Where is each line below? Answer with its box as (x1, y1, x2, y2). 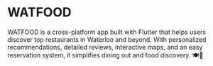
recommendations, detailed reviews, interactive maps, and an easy (7, 43, 203, 51)
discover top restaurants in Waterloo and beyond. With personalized (7, 35, 207, 43)
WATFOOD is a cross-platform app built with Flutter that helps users (7, 28, 207, 36)
